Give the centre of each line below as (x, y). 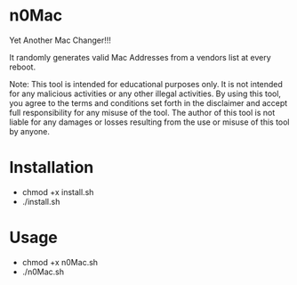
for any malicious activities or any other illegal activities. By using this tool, (145, 94)
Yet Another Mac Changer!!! (60, 40)
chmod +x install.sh (58, 191)
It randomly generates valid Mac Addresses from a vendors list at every (140, 57)
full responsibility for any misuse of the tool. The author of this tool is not (142, 112)
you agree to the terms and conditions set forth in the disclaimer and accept (148, 102)
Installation (52, 168)
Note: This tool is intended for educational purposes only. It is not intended (146, 84)
